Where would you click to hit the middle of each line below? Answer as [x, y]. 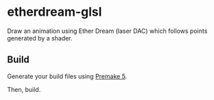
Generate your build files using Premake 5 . [67, 76]
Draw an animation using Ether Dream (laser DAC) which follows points [107, 31]
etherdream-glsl [55, 12]
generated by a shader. [40, 38]
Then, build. [24, 89]
